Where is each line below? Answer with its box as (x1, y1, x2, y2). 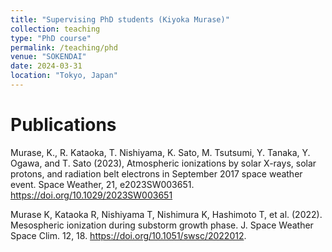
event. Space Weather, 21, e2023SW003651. (10, 178, 195, 190)
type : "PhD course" (10, 33, 92, 43)
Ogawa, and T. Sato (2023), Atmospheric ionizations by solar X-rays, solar (10, 157, 317, 169)
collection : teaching (10, 24, 101, 34)
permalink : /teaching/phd (10, 42, 118, 53)
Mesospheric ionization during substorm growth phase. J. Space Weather (10, 219, 314, 231)
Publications (10, 114, 117, 136)
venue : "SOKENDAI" (10, 52, 87, 62)
